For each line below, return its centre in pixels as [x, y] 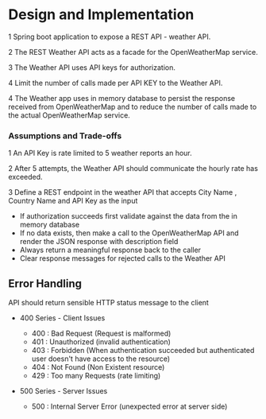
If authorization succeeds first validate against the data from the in [129, 216]
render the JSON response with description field [99, 242]
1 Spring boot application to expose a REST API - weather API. [110, 37]
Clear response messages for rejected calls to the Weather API [123, 258]
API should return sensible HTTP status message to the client [108, 303]
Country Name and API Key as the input [73, 201]
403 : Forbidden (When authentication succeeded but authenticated [143, 351]
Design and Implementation [101, 15]
